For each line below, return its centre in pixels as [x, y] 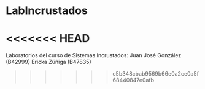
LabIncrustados [47, 11]
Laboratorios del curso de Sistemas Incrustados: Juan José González [94, 55]
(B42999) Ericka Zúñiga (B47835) [48, 62]
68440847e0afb [133, 80]
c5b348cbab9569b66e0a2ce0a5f [156, 74]
